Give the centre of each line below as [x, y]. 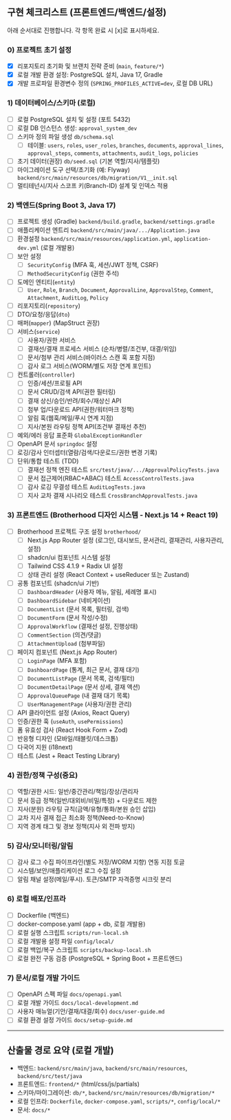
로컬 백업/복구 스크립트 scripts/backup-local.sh [84, 949]
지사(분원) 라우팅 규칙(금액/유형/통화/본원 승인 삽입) [86, 809]
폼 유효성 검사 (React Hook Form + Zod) [73, 730]
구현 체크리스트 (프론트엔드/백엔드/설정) [87, 12]
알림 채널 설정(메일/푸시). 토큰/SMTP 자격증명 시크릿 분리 [94, 879]
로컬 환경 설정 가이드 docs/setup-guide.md [75, 1020]
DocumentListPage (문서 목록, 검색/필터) [81, 678]
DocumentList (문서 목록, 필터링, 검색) [78, 609]
